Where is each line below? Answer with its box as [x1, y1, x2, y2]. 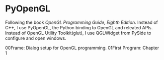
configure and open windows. [5, 35, 66, 41]
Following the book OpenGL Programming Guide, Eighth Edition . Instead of [5, 19, 158, 25]
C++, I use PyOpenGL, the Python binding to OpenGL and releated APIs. [5, 24, 153, 30]
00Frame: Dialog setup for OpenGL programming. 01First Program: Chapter [5, 45, 159, 51]
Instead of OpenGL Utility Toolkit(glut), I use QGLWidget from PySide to [5, 30, 152, 36]
